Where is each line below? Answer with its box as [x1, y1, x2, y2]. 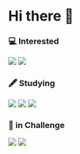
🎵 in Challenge [8, 119, 65, 130]
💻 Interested [8, 36, 59, 47]
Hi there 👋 [8, 7, 74, 25]
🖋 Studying [8, 78, 55, 89]
